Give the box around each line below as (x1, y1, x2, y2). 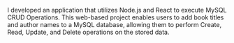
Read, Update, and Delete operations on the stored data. (7, 28, 170, 36)
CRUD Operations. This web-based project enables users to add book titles (7, 13, 224, 21)
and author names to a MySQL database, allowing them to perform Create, (7, 21, 222, 28)
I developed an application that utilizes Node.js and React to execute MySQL (7, 6, 227, 14)
